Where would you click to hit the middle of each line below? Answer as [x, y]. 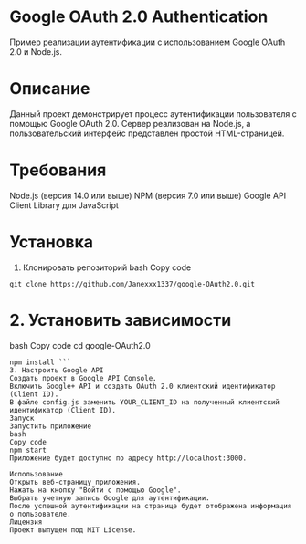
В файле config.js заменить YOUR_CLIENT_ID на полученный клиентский [145, 402]
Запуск [22, 418]
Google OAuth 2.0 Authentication [139, 17]
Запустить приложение [51, 426]
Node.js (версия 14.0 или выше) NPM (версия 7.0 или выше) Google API [148, 195]
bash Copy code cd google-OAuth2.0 [80, 345]
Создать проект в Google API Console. [83, 378]
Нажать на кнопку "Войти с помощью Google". [95, 490]
